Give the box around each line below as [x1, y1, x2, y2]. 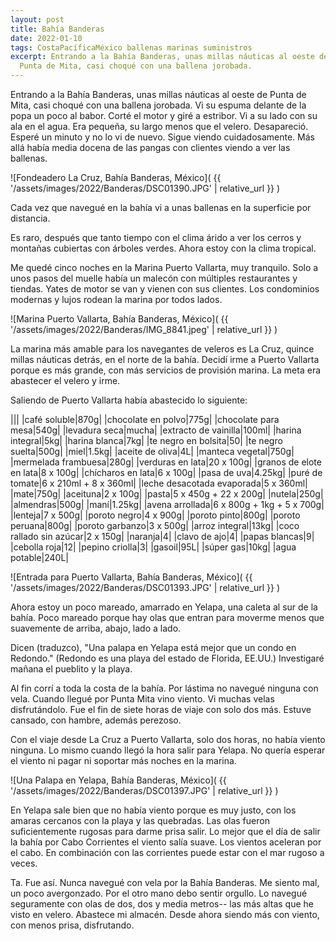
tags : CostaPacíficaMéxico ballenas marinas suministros [10, 42, 253, 53]
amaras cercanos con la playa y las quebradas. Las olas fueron [10, 815, 270, 826]
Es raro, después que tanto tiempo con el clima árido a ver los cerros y [10, 232, 302, 243]
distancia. [10, 212, 51, 224]
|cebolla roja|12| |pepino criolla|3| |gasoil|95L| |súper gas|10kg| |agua [10, 541, 297, 553]
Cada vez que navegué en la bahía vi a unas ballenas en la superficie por [10, 202, 312, 213]
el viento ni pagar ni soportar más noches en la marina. [10, 755, 237, 766]
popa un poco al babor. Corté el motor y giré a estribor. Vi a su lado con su [10, 110, 318, 121]
